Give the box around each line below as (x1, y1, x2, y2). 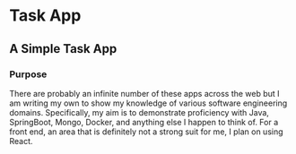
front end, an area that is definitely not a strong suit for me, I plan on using (9, 126, 284, 137)
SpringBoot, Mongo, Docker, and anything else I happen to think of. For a (9, 116, 279, 127)
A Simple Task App (9, 41, 118, 56)
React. (9, 135, 33, 146)
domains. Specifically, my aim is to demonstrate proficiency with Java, (9, 107, 269, 117)
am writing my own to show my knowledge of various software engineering (9, 98, 288, 108)
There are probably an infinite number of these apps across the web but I (9, 88, 280, 98)
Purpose (9, 68, 48, 81)
